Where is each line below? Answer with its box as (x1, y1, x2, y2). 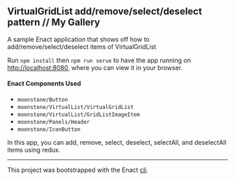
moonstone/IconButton (17, 126, 80, 133)
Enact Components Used (7, 80, 82, 88)
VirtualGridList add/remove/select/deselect (7, 6, 203, 17)
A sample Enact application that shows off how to (7, 35, 150, 43)
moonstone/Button (17, 96, 69, 103)
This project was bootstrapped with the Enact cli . (7, 166, 148, 174)
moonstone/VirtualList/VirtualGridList (17, 104, 134, 111)
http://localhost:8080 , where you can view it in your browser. (7, 63, 183, 72)
